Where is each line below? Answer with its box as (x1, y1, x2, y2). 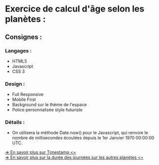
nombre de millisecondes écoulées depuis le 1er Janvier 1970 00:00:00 (12, 135, 155, 141)
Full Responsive (12, 92, 44, 97)
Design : (5, 81, 25, 87)
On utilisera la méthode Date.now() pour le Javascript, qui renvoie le (12, 130, 148, 136)
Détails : (5, 119, 25, 126)
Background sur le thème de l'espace (12, 102, 87, 108)
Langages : (5, 47, 32, 54)
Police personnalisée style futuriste (12, 107, 83, 113)
